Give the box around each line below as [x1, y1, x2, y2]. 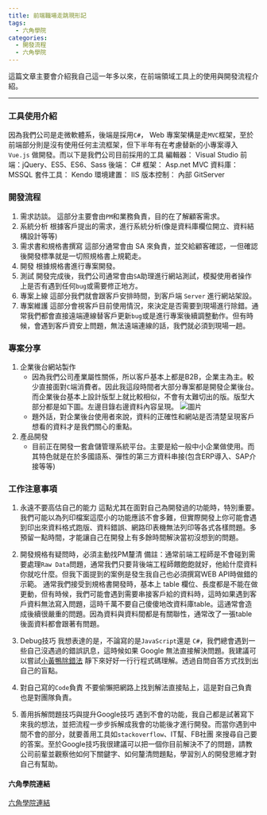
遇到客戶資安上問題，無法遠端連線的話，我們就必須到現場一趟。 [41, 320, 250, 330]
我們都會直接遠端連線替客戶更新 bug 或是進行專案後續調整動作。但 [26, 311, 240, 320]
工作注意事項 [8, 483, 58, 494]
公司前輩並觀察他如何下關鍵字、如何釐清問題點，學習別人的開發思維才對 [19, 749, 257, 759]
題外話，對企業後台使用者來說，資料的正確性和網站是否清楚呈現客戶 [31, 411, 255, 421]
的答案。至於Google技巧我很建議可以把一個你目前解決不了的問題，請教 [19, 739, 253, 749]
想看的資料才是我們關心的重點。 [31, 421, 137, 431]
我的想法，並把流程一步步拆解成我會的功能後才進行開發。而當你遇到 [26, 720, 250, 729]
